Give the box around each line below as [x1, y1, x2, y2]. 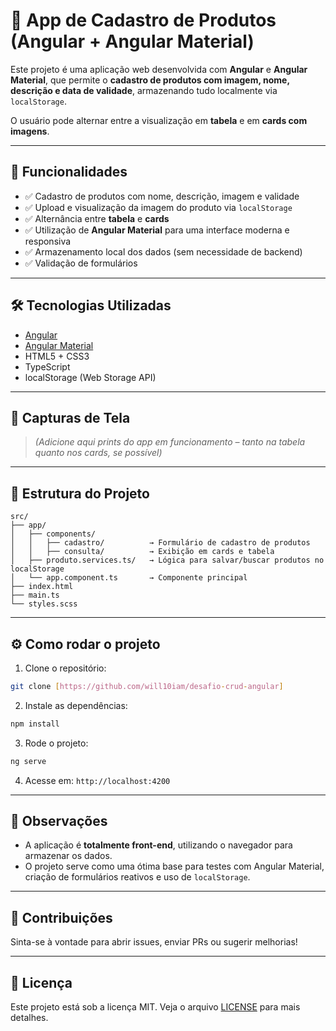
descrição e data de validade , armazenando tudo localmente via [10, 84, 278, 96]
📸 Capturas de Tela [10, 409, 131, 426]
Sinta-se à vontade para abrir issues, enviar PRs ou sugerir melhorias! [10, 936, 298, 948]
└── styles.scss [10, 599, 78, 609]
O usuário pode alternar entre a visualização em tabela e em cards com [10, 114, 308, 126]
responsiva [24, 235, 72, 247]
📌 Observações [10, 813, 108, 830]
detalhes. [10, 1012, 49, 1024]
